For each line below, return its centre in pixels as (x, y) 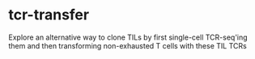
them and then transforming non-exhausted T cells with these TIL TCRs (127, 45)
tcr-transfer (49, 15)
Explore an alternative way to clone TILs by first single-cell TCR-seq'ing (128, 37)
